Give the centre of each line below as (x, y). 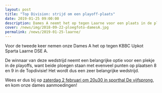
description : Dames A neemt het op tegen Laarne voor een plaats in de (78, 23)
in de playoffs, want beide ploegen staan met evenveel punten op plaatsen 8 (81, 65)
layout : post (18, 9)
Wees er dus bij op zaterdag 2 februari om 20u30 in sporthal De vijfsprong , (80, 80)
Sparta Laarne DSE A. (27, 51)
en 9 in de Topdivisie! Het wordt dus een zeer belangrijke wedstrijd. (72, 70)
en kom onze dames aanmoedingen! (41, 85)
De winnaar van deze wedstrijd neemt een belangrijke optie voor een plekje (80, 60)
